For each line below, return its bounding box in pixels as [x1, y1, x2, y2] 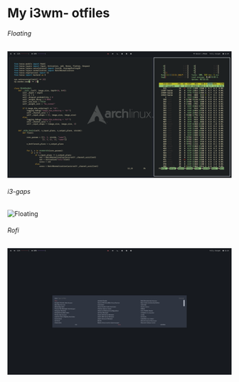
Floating [7, 29, 32, 37]
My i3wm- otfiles [7, 5, 110, 21]
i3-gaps [7, 187, 31, 196]
